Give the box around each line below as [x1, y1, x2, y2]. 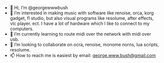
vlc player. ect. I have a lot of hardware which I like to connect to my [9, 20, 150, 26]
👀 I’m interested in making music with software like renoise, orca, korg [9, 10, 154, 16]
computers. [9, 26, 34, 32]
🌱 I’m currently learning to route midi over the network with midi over [9, 31, 151, 37]
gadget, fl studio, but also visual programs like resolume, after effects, [9, 15, 154, 21]
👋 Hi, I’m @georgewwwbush [9, 5, 68, 10]
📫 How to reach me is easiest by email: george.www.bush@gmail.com [9, 53, 156, 58]
